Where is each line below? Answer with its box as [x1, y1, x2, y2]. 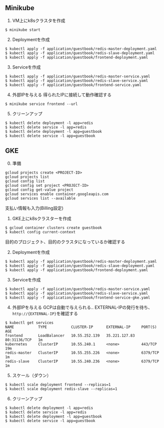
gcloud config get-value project [5, 187, 74, 192]
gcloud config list [5, 178, 45, 183]
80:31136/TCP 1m [5, 337, 43, 342]
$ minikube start [5, 27, 41, 32]
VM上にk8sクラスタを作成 [12, 17, 65, 24]
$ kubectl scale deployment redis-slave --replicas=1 [5, 386, 118, 391]
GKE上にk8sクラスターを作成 [12, 215, 72, 221]
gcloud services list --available [5, 196, 76, 201]
